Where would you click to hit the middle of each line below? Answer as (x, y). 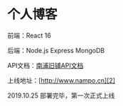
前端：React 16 (29, 35)
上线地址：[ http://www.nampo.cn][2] (61, 80)
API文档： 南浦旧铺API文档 (46, 65)
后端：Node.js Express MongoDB (56, 50)
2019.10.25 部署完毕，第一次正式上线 (61, 95)
